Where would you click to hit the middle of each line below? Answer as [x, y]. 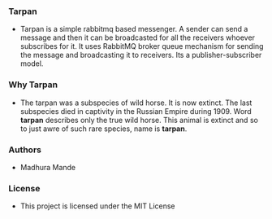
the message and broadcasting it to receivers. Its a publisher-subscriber [141, 55]
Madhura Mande [48, 167]
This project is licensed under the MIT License [98, 206]
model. [32, 64]
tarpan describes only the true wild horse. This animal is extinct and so [139, 120]
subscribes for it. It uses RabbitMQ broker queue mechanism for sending [142, 46]
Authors [25, 150]
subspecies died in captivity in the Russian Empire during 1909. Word [136, 111]
